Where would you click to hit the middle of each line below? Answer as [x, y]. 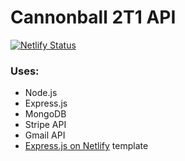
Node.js [41, 93]
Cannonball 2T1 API [93, 17]
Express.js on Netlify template [86, 146]
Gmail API [45, 135]
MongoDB [45, 114]
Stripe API [45, 125]
